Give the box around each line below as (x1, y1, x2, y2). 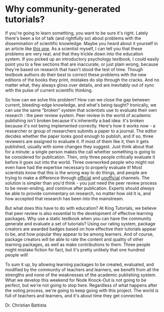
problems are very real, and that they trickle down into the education (5, 50, 143, 57)
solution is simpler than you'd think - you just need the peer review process (5, 180, 157, 186)
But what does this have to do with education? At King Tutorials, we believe (5, 205, 157, 211)
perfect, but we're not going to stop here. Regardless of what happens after (5, 282, 158, 288)
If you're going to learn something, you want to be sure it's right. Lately (5, 30, 148, 36)
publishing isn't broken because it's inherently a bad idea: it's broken (5, 118, 144, 123)
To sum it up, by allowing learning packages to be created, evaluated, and (5, 261, 154, 267)
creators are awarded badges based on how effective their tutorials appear (5, 226, 157, 232)
